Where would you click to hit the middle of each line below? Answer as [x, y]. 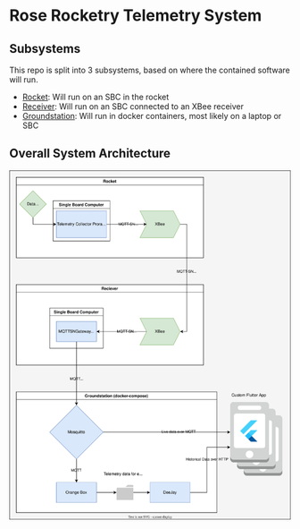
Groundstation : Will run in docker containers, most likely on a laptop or [152, 116]
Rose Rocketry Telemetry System [136, 16]
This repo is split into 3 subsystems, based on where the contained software [150, 70]
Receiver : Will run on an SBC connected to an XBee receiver [133, 107]
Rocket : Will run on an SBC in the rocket [96, 97]
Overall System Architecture [90, 154]
